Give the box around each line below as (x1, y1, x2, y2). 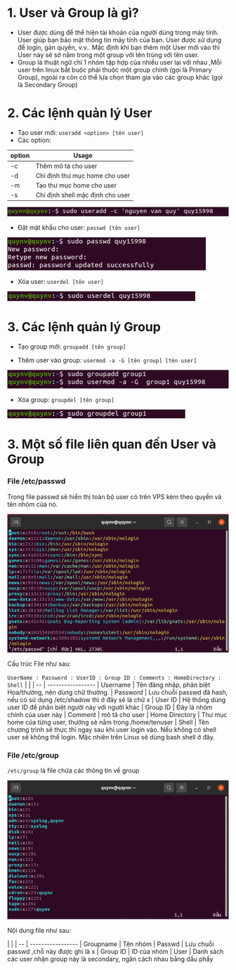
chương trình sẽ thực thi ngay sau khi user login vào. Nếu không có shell (7, 725, 216, 734)
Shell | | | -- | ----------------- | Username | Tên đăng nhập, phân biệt (7, 680, 211, 690)
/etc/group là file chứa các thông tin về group (7, 766, 140, 775)
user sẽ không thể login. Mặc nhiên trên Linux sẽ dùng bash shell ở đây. (7, 733, 216, 742)
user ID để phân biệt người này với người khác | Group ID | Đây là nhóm (7, 703, 213, 711)
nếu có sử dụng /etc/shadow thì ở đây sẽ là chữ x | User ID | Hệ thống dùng (7, 696, 226, 704)
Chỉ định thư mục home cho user (35, 171, 131, 180)
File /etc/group (7, 750, 60, 760)
